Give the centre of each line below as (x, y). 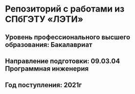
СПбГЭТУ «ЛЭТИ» (44, 19)
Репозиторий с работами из (65, 9)
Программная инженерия (47, 69)
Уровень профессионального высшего (68, 37)
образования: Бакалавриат (49, 45)
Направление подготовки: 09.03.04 (63, 61)
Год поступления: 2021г (43, 85)
